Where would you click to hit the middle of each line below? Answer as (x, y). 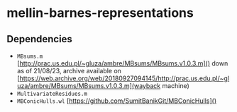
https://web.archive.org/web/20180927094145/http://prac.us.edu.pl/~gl (125, 78)
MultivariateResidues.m (52, 94)
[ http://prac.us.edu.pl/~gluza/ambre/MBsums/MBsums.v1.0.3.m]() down (122, 63)
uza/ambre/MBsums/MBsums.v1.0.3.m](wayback (89, 86)
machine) (176, 86)
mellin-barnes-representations (100, 13)
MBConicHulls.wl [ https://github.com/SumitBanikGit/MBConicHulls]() (117, 101)
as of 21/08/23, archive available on (69, 71)
